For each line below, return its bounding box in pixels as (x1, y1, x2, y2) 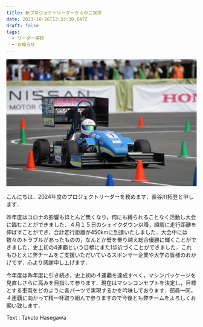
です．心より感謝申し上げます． (11, 259, 91, 266)
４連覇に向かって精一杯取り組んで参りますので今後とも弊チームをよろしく (6, 294, 192, 302)
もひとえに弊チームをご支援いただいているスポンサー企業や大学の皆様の (6, 251, 186, 258)
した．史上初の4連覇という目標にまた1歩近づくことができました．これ (16, 244, 192, 251)
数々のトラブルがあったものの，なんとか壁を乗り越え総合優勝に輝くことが (6, 236, 192, 243)
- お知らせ (11, 42, 35, 48)
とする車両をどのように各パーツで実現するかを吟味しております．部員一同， (6, 287, 196, 294)
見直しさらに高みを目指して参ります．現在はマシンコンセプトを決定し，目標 (6, 279, 197, 287)
